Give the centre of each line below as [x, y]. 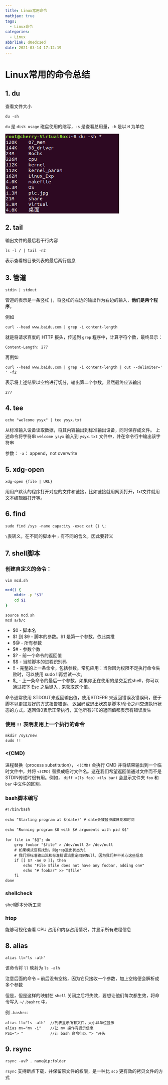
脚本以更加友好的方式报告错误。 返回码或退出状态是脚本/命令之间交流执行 [81, 704]
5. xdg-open [25, 469]
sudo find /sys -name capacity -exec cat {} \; [56, 526]
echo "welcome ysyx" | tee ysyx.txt [43, 420]
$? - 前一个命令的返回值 [37, 655]
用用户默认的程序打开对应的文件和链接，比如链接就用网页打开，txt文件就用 [83, 492]
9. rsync [18, 1049]
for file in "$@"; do [28, 840]
